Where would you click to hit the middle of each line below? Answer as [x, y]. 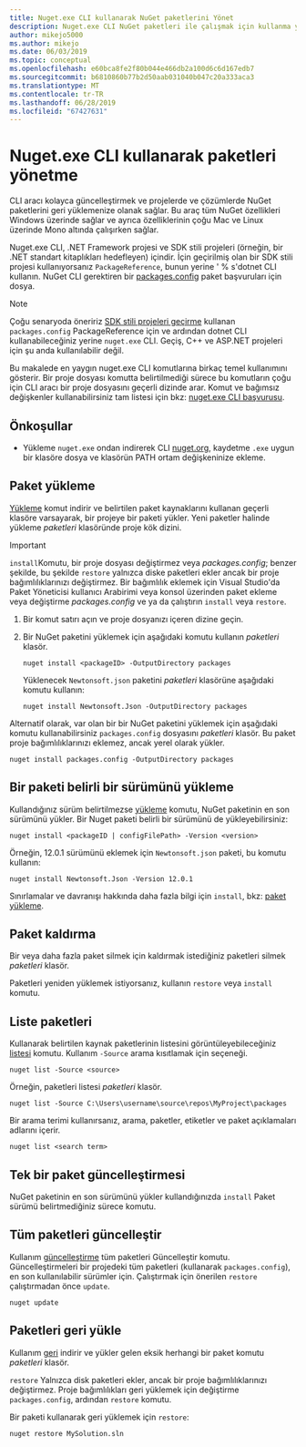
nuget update [34, 1303]
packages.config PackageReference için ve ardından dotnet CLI [128, 331]
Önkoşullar [41, 426]
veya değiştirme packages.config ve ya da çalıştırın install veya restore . [148, 601]
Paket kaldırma [53, 934]
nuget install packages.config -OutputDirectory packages [122, 759]
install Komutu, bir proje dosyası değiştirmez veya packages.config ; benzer [153, 562]
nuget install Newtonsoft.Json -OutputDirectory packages [135, 706]
